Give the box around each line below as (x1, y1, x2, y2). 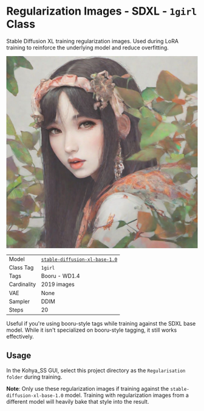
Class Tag (8, 263, 34, 271)
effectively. (6, 332, 35, 340)
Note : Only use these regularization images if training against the (6, 385, 169, 392)
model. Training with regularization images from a (64, 391, 189, 399)
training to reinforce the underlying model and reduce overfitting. (6, 44, 169, 51)
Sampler (8, 298, 30, 305)
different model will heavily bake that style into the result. (6, 398, 149, 405)
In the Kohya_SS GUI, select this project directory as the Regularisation (6, 366, 186, 374)
